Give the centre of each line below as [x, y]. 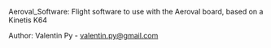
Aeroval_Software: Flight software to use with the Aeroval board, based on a [136, 12]
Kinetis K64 [28, 20]
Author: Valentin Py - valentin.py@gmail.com [83, 36]
